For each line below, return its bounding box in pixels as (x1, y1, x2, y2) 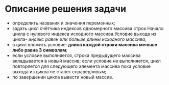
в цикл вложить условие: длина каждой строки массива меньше (12, 41, 158, 47)
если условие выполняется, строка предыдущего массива (12, 52, 141, 59)
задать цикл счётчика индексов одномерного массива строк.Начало (12, 25, 164, 31)
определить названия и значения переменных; (12, 20, 115, 26)
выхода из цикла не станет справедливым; (12, 68, 107, 74)
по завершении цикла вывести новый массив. (12, 74, 113, 80)
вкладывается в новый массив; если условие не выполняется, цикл (12, 58, 161, 64)
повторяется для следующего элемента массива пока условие (12, 63, 151, 69)
